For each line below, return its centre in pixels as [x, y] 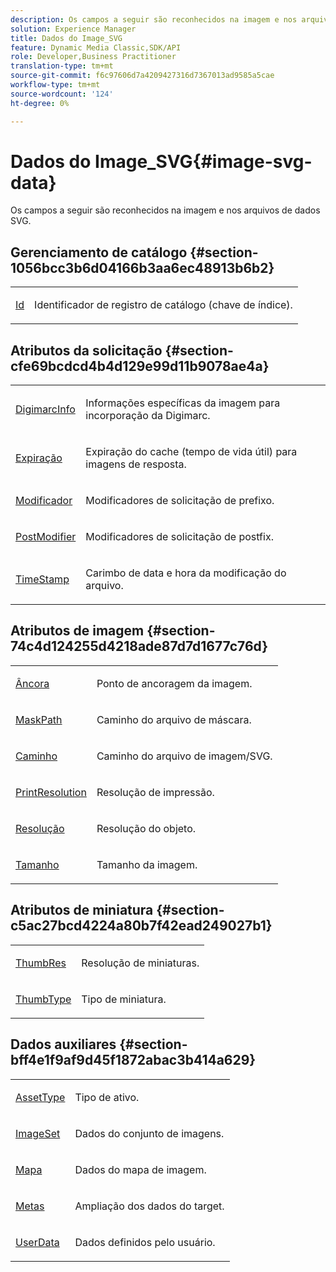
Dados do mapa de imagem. [140, 1169]
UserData [37, 1242]
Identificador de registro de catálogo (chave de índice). [163, 305]
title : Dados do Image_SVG [66, 38]
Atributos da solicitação [86, 350]
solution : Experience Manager [73, 29]
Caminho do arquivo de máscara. [174, 719]
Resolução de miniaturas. [140, 963]
